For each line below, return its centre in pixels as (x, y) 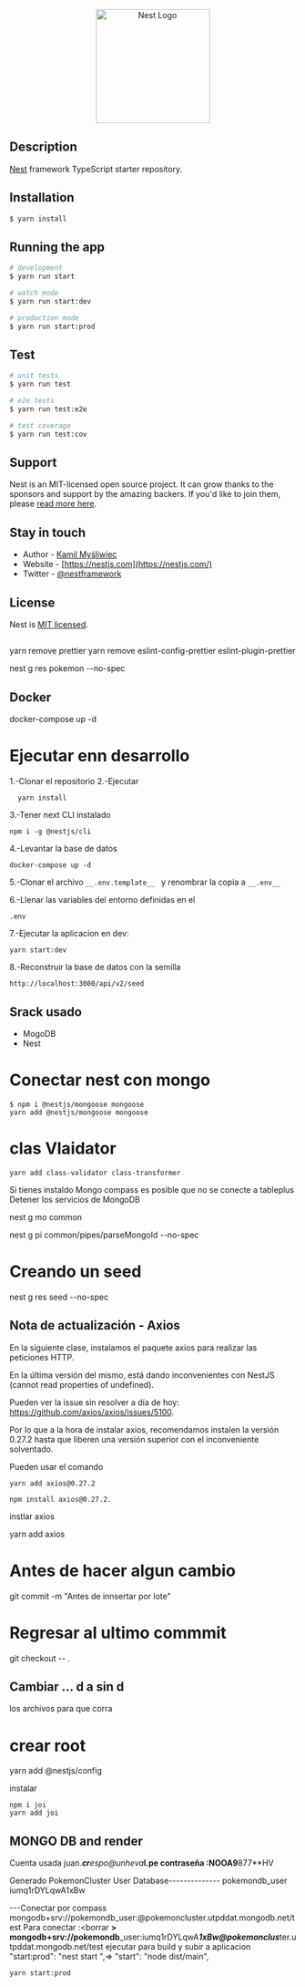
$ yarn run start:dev (51, 301)
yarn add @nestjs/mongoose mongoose (79, 1113)
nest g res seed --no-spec (59, 1297)
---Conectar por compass (58, 1908)
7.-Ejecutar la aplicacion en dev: (69, 934)
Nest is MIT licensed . (49, 625)
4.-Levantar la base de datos (64, 849)
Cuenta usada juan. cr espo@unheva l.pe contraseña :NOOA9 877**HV (142, 1863)
